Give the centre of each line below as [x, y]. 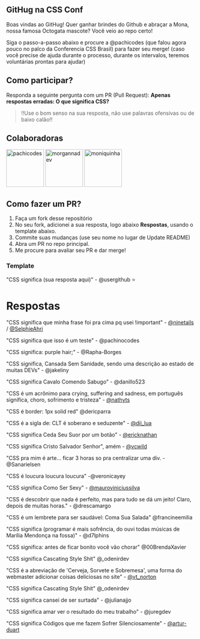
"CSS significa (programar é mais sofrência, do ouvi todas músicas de [93, 529]
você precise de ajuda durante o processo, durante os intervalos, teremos [98, 55]
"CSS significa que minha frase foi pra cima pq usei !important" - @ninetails [100, 323]
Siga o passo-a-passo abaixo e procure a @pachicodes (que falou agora [96, 42]
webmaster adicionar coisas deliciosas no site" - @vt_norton [81, 577]
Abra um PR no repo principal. [52, 244]
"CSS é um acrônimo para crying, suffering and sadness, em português [95, 394]
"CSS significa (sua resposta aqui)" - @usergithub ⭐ [71, 280]
